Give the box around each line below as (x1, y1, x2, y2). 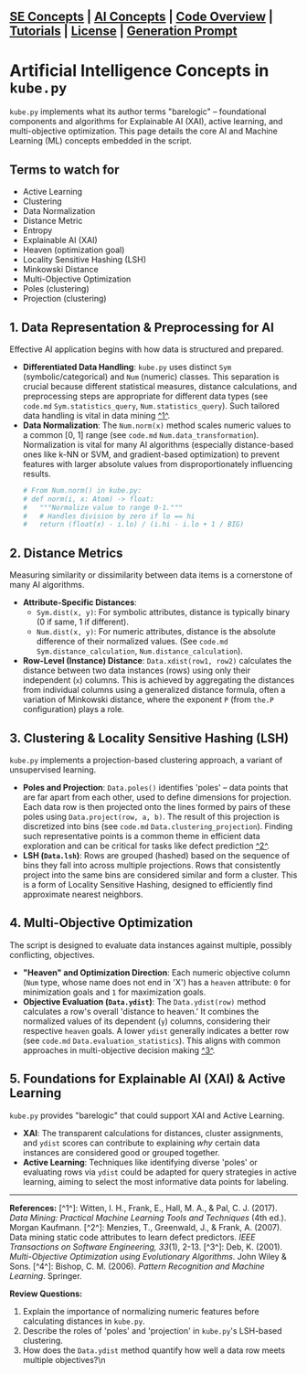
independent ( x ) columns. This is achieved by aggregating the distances (22, 675, 295, 686)
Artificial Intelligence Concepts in (9, 60, 270, 80)
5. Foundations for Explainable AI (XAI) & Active (9, 1071, 286, 1087)
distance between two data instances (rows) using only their (22, 665, 251, 676)
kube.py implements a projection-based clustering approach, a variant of (9, 754, 283, 765)
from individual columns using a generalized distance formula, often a (22, 685, 286, 696)
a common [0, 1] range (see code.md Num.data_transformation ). (22, 429, 259, 440)
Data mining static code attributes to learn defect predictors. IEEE (9, 1231, 256, 1242)
